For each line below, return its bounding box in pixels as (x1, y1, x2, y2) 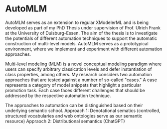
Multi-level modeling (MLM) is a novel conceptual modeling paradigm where (5, 61, 162, 67)
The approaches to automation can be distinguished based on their (5, 102, 144, 108)
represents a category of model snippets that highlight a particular (5, 82, 142, 88)
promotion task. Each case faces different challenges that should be (5, 87, 146, 93)
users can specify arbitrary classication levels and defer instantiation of (5, 66, 152, 72)
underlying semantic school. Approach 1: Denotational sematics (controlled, (5, 108, 161, 114)
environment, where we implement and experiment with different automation (5, 46, 163, 52)
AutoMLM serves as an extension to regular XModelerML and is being (5, 19, 149, 25)
